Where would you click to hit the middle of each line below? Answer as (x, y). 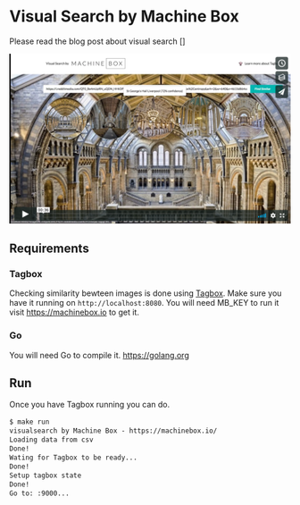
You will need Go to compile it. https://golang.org (99, 355)
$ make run (29, 422)
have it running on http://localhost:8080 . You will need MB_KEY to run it (144, 303)
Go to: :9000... (39, 493)
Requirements (49, 248)
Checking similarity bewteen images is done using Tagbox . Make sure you (146, 293)
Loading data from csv (51, 440)
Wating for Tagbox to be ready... (74, 458)
